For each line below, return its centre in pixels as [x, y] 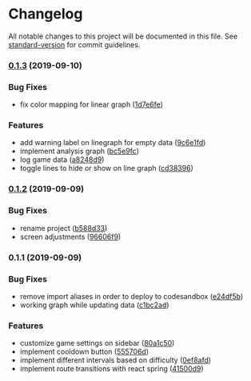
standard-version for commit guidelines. [74, 44]
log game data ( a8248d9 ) [62, 160]
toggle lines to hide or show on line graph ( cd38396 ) [106, 168]
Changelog [46, 14]
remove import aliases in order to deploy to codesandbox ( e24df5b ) [131, 296]
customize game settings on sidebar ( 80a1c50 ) [97, 343]
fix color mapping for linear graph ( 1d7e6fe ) [92, 104]
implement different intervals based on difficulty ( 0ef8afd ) [116, 360]
